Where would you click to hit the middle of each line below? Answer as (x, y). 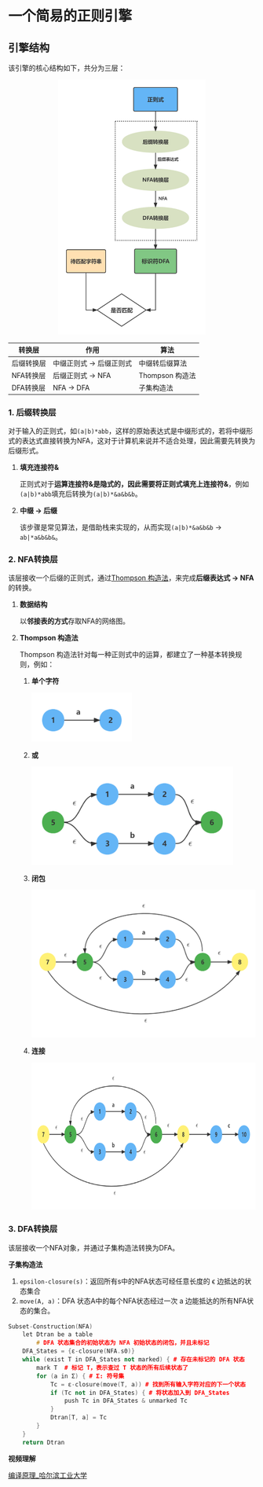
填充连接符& (39, 467)
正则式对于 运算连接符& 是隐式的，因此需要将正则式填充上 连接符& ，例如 (134, 483)
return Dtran (44, 1442)
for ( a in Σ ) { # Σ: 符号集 (80, 1376)
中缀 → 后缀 (38, 510)
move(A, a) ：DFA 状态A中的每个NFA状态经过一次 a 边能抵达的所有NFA (133, 1301)
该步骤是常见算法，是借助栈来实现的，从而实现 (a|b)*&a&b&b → (121, 527)
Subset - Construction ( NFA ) (50, 1326)
